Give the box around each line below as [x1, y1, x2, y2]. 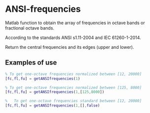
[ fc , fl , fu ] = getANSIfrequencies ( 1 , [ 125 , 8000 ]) [5, 90, 105, 95]
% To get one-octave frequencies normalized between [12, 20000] [5, 72, 142, 76]
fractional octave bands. [5, 25, 55, 31]
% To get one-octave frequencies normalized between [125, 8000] [5, 85, 142, 90]
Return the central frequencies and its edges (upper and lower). [5, 44, 134, 50]
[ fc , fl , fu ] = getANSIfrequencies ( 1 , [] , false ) [5, 103, 100, 108]
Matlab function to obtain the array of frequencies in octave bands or [5, 20, 145, 26]
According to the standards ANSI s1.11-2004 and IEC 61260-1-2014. [5, 35, 141, 40]
